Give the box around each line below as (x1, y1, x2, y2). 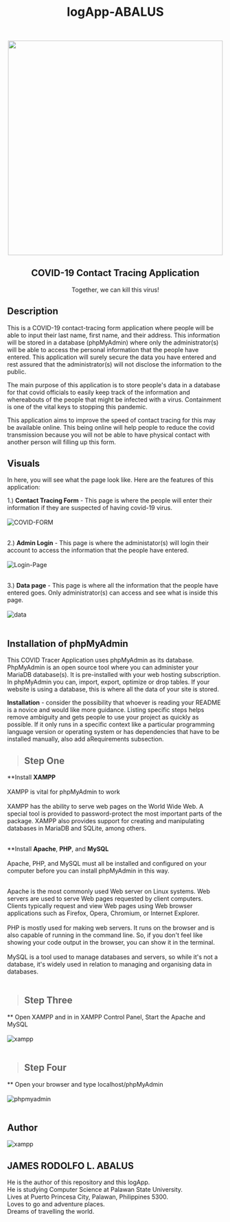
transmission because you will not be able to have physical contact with (7, 430, 211, 439)
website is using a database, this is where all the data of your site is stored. (7, 685, 220, 693)
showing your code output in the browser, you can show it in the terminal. (7, 938, 215, 946)
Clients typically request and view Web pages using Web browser (7, 902, 193, 910)
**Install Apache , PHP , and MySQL (7, 845, 109, 853)
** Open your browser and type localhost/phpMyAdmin (7, 1080, 163, 1088)
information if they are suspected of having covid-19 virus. (7, 504, 173, 512)
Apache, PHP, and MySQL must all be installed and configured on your (7, 860, 207, 867)
